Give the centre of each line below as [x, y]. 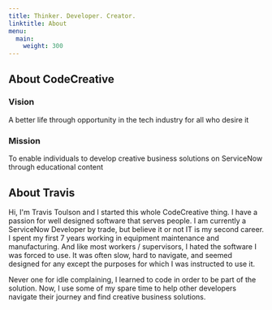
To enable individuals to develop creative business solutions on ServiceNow [136, 158]
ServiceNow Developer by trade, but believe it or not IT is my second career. [136, 229]
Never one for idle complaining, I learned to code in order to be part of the [132, 279]
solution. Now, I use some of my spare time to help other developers [123, 288]
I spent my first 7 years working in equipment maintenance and [114, 238]
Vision [22, 102]
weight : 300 [43, 46]
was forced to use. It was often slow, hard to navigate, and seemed [121, 255]
